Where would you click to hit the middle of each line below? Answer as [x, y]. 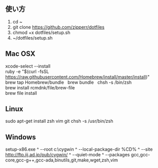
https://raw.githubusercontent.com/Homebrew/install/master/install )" [77, 77]
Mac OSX [20, 54]
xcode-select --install [28, 66]
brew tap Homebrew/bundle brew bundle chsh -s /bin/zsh [69, 82]
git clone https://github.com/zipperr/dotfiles [58, 27]
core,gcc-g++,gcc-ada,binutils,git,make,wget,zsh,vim [62, 160]
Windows [21, 137]
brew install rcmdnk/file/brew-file [40, 87]
